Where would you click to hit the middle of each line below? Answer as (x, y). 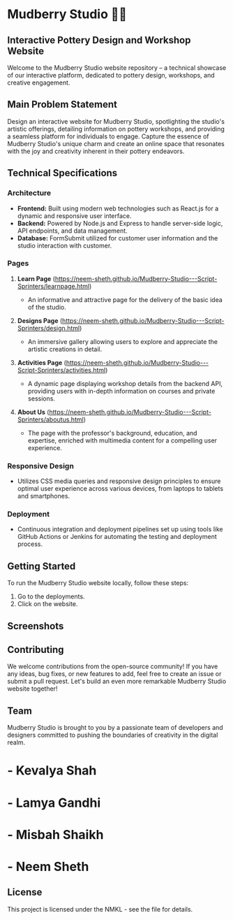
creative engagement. (39, 82)
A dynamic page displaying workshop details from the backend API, (125, 383)
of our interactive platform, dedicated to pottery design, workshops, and (111, 75)
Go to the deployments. (51, 596)
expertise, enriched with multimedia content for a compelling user (122, 440)
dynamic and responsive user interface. (74, 215)
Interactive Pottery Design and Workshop (99, 40)
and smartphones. (44, 496)
